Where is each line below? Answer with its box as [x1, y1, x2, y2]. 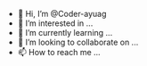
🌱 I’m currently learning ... [17, 28, 113, 37]
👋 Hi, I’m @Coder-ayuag [17, 9, 107, 19]
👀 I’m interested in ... [17, 18, 94, 29]
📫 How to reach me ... [17, 47, 101, 57]
